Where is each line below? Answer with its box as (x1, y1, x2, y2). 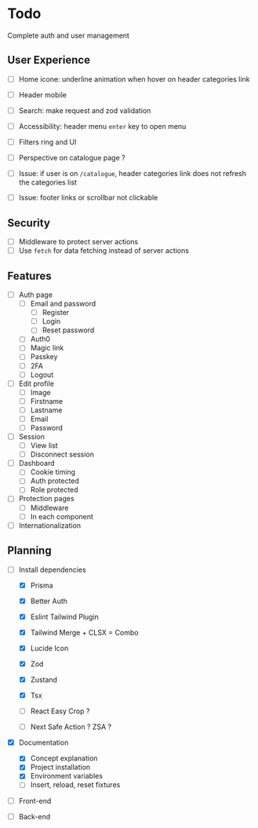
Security (7, 216, 50, 229)
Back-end (18, 812, 51, 821)
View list (30, 441, 58, 450)
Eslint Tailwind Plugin (30, 612, 100, 621)
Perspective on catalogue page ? (18, 153, 126, 163)
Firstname (30, 396, 64, 405)
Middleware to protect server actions (18, 237, 139, 247)
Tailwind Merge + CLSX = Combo (30, 628, 139, 637)
